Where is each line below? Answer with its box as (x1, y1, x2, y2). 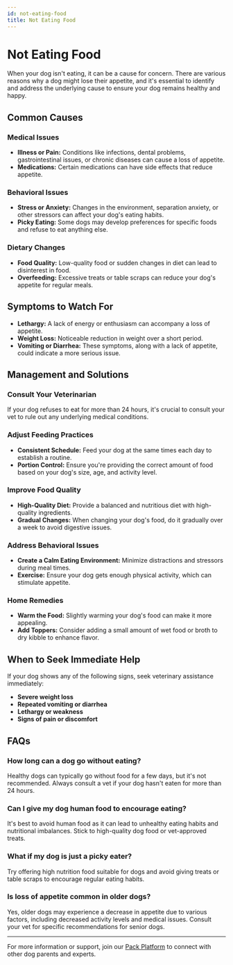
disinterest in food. (17, 266, 71, 274)
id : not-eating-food (7, 10, 67, 17)
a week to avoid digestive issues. (17, 523, 112, 531)
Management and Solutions (7, 368, 130, 380)
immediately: (7, 679, 44, 688)
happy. (7, 92, 27, 100)
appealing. (17, 619, 48, 627)
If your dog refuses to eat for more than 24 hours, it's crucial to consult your (7, 405, 225, 413)
